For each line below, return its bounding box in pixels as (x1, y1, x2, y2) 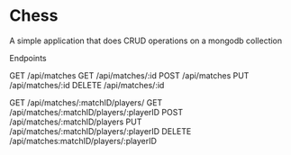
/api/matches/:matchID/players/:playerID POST (9, 106, 183, 117)
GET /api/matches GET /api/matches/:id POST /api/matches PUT (9, 69, 250, 81)
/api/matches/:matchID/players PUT (9, 116, 142, 127)
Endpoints (9, 52, 47, 63)
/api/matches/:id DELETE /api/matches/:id (9, 79, 165, 90)
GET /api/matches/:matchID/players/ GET (9, 96, 163, 108)
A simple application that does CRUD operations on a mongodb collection (9, 35, 283, 46)
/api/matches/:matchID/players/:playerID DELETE (9, 125, 192, 136)
